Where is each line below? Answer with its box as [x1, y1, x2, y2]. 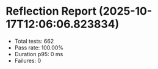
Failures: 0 [14, 57, 41, 64]
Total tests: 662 [14, 37, 54, 45]
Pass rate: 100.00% [14, 44, 64, 51]
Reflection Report [5, 4, 97, 18]
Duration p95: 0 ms [14, 50, 63, 57]
